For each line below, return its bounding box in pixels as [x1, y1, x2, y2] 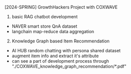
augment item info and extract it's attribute [11, 53, 99, 59]
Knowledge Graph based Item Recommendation [11, 38, 110, 44]
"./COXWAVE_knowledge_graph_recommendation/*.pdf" [11, 64, 127, 69]
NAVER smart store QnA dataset [11, 23, 78, 29]
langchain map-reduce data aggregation [11, 29, 94, 34]
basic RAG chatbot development [11, 14, 78, 19]
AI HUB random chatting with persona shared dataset [11, 48, 121, 53]
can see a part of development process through [11, 58, 109, 64]
